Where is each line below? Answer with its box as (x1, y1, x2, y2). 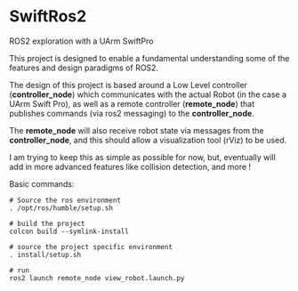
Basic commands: (9, 178, 75, 189)
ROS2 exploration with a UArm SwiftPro (9, 36, 154, 46)
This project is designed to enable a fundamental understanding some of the (9, 53, 290, 63)
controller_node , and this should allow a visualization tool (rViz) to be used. (9, 134, 287, 145)
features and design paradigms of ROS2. (9, 62, 158, 73)
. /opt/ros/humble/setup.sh (9, 203, 114, 213)
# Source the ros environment (9, 196, 122, 205)
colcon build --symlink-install (9, 227, 129, 236)
